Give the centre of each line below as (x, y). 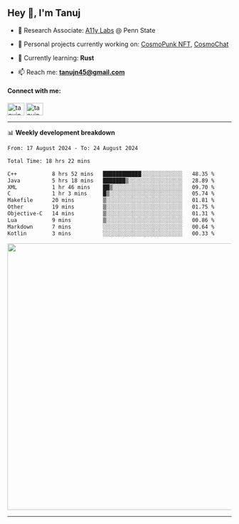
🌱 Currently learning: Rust (56, 58)
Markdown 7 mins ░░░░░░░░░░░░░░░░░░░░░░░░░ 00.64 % (111, 227)
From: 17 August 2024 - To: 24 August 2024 (73, 149)
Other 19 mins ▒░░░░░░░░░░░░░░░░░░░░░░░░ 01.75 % (111, 207)
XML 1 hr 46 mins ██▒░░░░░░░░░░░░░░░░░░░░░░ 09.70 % (111, 187)
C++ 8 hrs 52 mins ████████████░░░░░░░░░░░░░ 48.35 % (111, 174)
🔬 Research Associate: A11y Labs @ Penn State (86, 30)
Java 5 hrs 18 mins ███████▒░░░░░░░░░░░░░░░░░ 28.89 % (111, 181)
